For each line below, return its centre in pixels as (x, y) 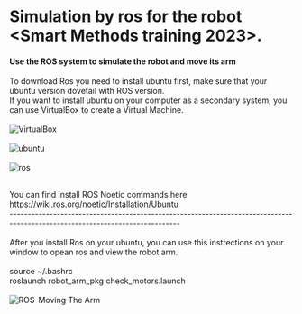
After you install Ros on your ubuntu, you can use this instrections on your (146, 243)
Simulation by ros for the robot (126, 17)
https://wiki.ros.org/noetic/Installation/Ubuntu (94, 204)
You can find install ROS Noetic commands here (98, 195)
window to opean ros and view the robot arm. (94, 252)
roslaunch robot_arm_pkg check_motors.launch (98, 281)
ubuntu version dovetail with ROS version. (87, 91)
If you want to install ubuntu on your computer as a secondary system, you (148, 100)
